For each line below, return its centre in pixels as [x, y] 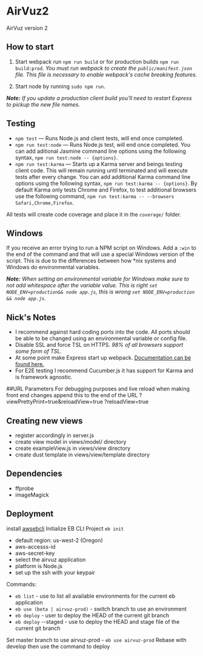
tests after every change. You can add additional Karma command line [103, 176]
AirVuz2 [28, 11]
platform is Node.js [38, 566]
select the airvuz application [50, 560]
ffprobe [25, 488]
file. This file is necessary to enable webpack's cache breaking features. [106, 75]
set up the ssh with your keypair [55, 572]
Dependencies [34, 474]
